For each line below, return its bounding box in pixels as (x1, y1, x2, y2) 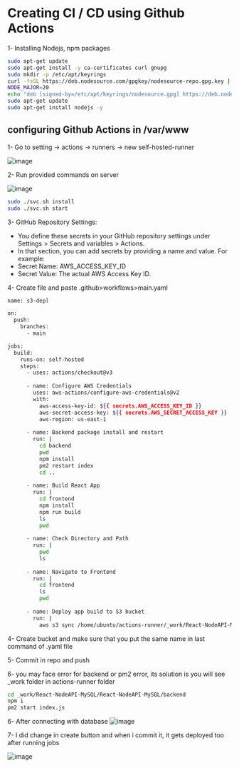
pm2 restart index (38, 462, 94, 469)
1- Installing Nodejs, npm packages (7, 44, 110, 52)
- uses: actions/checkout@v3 (26, 369, 113, 376)
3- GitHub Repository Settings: (7, 218, 97, 226)
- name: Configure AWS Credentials (26, 383, 132, 390)
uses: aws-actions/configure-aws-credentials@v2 (33, 389, 180, 396)
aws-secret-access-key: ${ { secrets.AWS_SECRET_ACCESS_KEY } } (38, 409, 228, 416)
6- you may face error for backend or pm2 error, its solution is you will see (7, 670, 225, 678)
